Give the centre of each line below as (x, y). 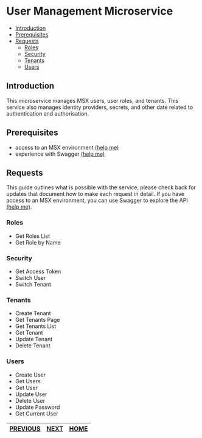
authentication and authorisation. (48, 113)
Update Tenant (34, 339)
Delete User (30, 400)
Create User (30, 375)
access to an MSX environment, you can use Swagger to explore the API (97, 200)
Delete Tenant (33, 346)
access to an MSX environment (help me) (67, 147)
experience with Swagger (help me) (60, 154)
